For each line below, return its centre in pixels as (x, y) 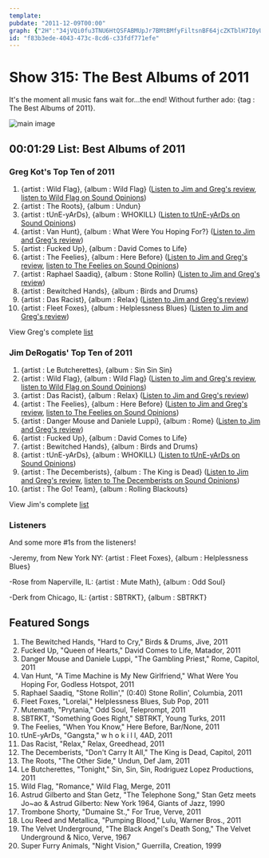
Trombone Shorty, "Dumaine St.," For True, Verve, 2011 (111, 812)
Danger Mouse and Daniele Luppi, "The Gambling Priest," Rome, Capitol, (140, 659)
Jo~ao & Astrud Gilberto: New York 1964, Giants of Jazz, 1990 (123, 804)
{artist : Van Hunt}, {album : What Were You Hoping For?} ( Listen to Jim (138, 231)
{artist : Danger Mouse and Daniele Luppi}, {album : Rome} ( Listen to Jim (140, 421)
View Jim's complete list (49, 505)
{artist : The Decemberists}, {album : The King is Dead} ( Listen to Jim (134, 472)
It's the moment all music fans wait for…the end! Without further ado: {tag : (132, 100)
